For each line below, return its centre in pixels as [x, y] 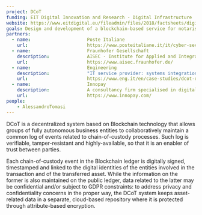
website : [17, 23]
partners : [19, 34]
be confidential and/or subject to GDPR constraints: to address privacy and [99, 186]
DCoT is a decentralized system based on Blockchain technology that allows [101, 124]
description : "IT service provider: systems [91, 73]
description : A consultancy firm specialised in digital [107, 90]
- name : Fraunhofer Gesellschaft [80, 51]
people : [16, 101]
